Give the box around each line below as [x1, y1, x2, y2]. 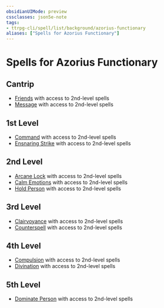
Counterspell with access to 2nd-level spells [14, 224, 122, 231]
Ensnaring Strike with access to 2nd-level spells [14, 139, 131, 147]
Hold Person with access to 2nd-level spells [14, 185, 122, 192]
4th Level [6, 240, 41, 250]
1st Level [6, 118, 39, 128]
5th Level [6, 280, 41, 290]
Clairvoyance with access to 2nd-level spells [14, 217, 123, 225]
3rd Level [6, 202, 41, 212]
